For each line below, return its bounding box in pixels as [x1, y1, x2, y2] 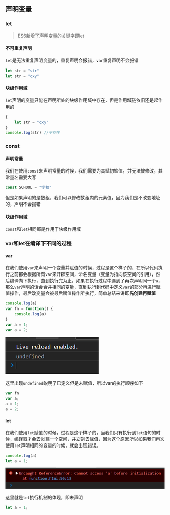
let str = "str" [5, 68, 39, 73]
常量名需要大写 [5, 174, 36, 180]
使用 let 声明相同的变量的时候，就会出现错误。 [5, 442, 101, 448]
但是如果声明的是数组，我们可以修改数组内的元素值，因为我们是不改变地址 [5, 195, 160, 201]
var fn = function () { [5, 306, 53, 311]
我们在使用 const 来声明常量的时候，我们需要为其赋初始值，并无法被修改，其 [5, 168, 163, 174]
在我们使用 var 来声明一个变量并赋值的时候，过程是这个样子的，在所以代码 [5, 264, 158, 270]
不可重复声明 [5, 45, 32, 51]
